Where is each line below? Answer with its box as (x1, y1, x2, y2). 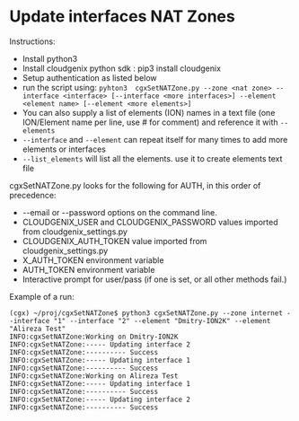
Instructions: (9, 36, 56, 47)
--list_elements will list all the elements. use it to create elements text (22, 153, 283, 163)
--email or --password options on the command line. (22, 206, 217, 217)
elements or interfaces (22, 144, 106, 154)
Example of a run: (9, 291, 75, 302)
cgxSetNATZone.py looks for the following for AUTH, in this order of (9, 180, 261, 190)
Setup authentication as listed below (22, 72, 157, 83)
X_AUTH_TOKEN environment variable (22, 254, 164, 266)
